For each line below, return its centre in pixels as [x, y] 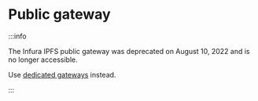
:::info [17, 36]
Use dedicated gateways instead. [62, 74]
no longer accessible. [43, 60]
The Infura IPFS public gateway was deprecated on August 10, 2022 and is [129, 51]
